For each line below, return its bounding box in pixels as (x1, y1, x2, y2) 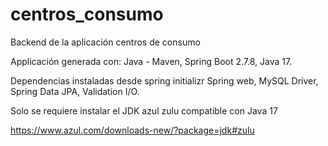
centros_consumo (10, 3, 164, 26)
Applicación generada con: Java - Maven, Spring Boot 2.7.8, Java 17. (10, 55, 293, 67)
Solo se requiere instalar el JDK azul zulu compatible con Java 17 (10, 104, 278, 117)
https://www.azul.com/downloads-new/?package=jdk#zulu (10, 124, 255, 136)
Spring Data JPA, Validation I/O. (10, 85, 140, 97)
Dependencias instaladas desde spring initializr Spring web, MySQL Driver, (10, 74, 319, 87)
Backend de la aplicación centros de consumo (10, 36, 201, 48)
